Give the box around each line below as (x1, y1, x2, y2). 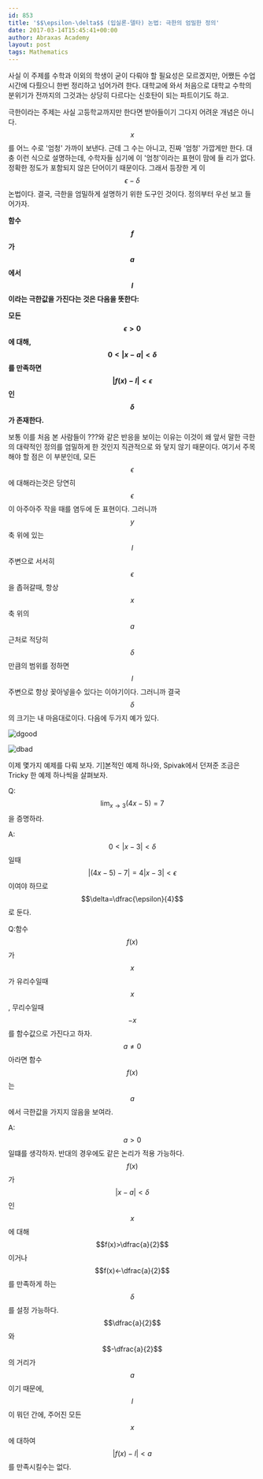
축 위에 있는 (8, 530, 45, 540)
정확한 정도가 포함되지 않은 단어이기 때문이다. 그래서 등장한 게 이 (8, 163, 206, 172)
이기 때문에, (8, 1384, 45, 1393)
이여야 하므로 (8, 881, 49, 891)
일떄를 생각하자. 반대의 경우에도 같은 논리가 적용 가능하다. (8, 1148, 185, 1158)
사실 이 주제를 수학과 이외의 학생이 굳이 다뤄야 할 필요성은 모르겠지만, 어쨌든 (8, 71, 242, 80)
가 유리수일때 (8, 976, 49, 986)
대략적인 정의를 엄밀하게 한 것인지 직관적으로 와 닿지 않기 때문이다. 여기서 (16, 443, 242, 451)
